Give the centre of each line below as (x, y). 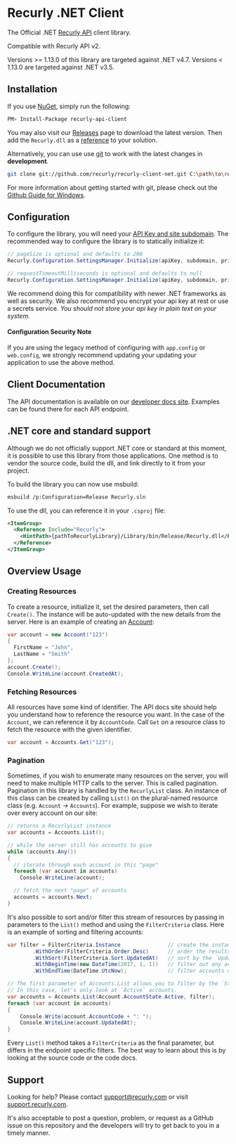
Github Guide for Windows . (46, 195)
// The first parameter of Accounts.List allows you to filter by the (113, 984)
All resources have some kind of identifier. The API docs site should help (112, 707)
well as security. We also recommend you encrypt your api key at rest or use (118, 301)
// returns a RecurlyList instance (59, 826)
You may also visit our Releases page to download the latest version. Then (115, 132)
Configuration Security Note (50, 332)
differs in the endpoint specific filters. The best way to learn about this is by (117, 1050)
